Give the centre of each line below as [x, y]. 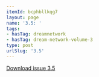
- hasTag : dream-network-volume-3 [50, 40]
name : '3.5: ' [24, 23]
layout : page [23, 17]
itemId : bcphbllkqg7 [32, 12]
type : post [20, 46]
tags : [13, 29]
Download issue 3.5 [31, 68]
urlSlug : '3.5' [25, 51]
